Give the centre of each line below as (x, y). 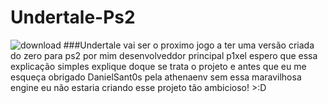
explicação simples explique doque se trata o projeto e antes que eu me (158, 66)
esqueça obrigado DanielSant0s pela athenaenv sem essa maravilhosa (156, 77)
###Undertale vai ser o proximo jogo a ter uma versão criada (189, 45)
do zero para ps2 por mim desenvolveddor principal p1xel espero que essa (164, 55)
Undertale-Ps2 (73, 17)
